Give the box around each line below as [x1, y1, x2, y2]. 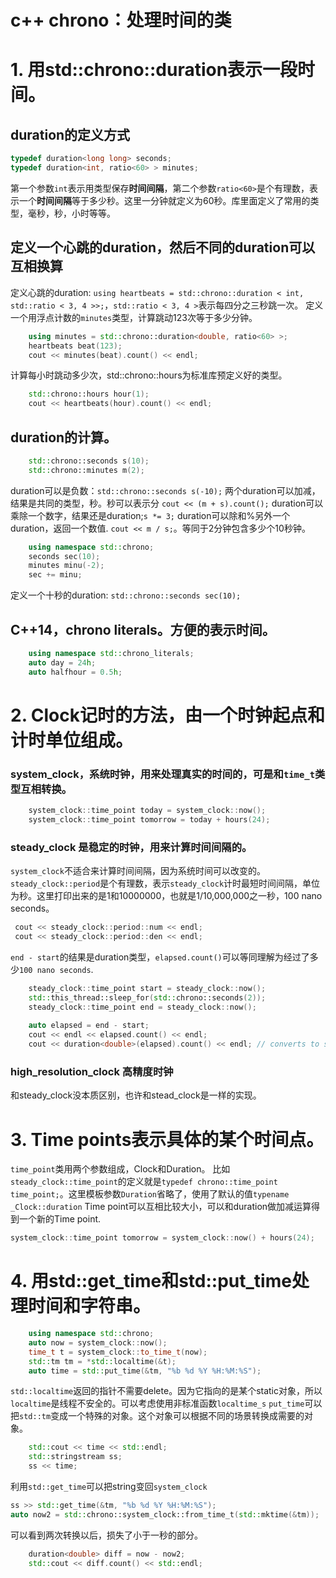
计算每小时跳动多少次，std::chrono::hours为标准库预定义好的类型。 [10, 369, 288, 381]
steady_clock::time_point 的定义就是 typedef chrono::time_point [10, 1176, 278, 1188]
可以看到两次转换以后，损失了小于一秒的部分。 [10, 1529, 203, 1541]
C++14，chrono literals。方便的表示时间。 [10, 621, 276, 638]
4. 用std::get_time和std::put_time [10, 1270, 292, 1293]
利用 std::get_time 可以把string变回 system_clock [10, 1481, 208, 1493]
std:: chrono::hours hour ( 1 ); [28, 389, 150, 400]
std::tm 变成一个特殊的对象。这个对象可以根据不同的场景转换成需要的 [19, 1410, 305, 1422]
